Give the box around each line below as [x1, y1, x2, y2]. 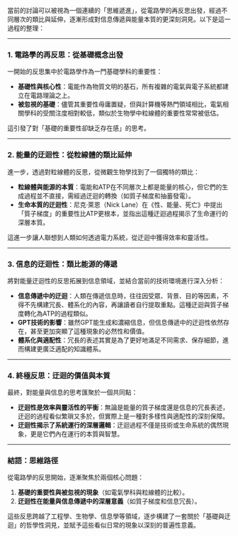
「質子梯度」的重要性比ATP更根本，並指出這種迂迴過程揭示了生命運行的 [17, 209, 229, 217]
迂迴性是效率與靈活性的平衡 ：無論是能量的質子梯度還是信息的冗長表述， [17, 403, 229, 412]
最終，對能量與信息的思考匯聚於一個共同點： [7, 388, 138, 397]
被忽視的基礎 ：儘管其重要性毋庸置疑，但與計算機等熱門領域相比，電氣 [17, 100, 223, 108]
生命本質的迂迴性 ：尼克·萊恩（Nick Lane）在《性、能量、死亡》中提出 [17, 200, 223, 209]
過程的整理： [7, 24, 45, 32]
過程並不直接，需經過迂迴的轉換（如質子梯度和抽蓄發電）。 [23, 191, 195, 200]
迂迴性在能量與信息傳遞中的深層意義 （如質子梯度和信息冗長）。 [17, 497, 201, 506]
